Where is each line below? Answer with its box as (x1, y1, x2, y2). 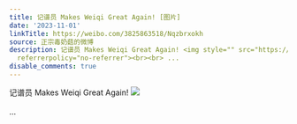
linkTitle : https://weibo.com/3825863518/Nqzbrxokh (9, 29, 203, 38)
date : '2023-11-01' (9, 21, 81, 30)
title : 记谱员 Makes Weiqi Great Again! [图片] (9, 12, 181, 22)
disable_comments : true (9, 62, 97, 71)
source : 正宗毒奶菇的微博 (9, 37, 95, 47)
